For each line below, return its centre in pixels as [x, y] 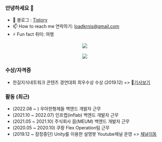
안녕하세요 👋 [19, 8]
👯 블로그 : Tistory [30, 20]
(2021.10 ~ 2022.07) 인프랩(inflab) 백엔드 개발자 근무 [66, 115]
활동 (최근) [17, 96]
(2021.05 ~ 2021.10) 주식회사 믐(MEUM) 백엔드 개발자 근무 [71, 121]
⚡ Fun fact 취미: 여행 [33, 34]
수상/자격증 [18, 70]
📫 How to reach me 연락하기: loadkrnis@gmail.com [66, 26]
